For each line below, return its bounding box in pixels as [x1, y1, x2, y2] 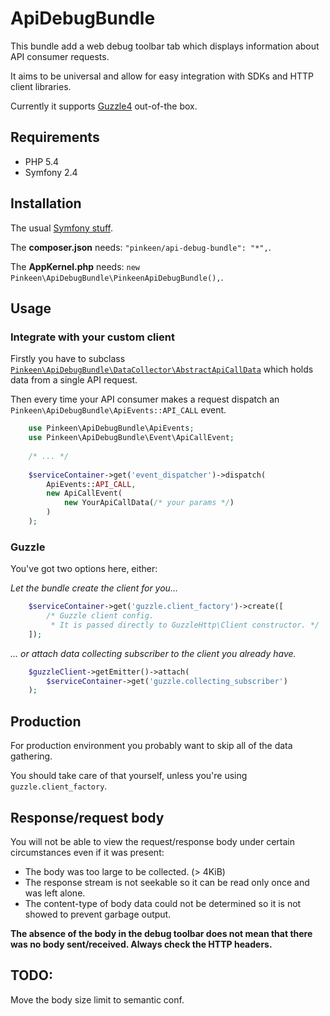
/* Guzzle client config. [46, 611, 155, 621]
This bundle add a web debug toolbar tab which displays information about [10, 40, 320, 52]
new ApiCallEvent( [46, 488, 123, 499]
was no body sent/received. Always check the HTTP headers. [10, 938, 273, 950]
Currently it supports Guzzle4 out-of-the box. [10, 100, 198, 112]
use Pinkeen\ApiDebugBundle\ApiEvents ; [28, 423, 195, 434]
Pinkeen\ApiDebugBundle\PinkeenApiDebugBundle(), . [10, 271, 224, 283]
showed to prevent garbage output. [24, 908, 172, 920]
